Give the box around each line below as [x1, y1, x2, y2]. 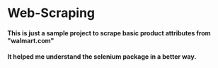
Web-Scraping [7, 5, 96, 21]
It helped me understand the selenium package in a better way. [7, 52, 197, 61]
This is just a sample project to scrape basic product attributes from [7, 28, 211, 37]
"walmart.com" [7, 36, 54, 45]
